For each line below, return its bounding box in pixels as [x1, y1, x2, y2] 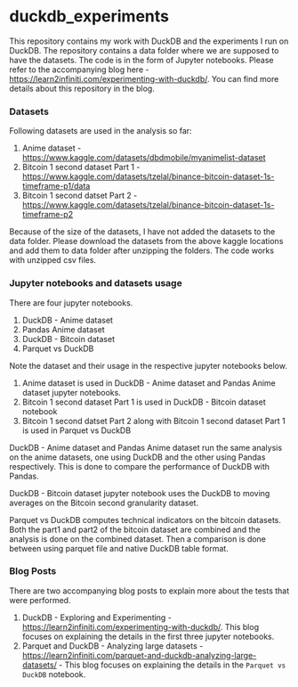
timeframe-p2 [21, 209, 74, 220]
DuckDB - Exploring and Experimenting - [21, 612, 172, 623]
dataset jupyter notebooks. [21, 387, 122, 397]
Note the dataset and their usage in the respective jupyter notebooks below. [9, 360, 287, 371]
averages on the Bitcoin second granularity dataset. [9, 497, 198, 508]
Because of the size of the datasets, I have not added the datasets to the [9, 226, 276, 237]
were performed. [9, 594, 71, 605]
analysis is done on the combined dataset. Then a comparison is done [9, 533, 267, 544]
